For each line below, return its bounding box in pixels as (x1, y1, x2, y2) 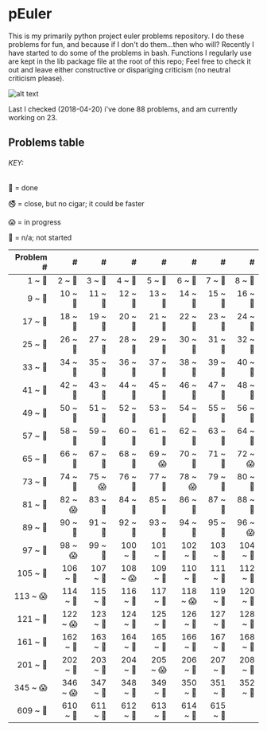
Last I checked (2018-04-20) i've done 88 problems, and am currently (8, 104, 238, 114)
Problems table (8, 136, 85, 150)
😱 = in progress (8, 217, 61, 227)
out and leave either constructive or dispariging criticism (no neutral (8, 64, 230, 74)
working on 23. (8, 112, 58, 122)
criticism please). (8, 73, 65, 83)
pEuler (8, 5, 52, 23)
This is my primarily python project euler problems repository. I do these (8, 31, 245, 41)
